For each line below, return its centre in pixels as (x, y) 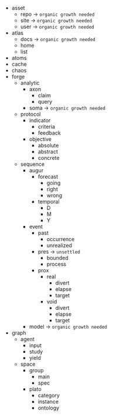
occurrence (61, 239)
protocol (30, 114)
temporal (49, 201)
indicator (40, 120)
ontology (49, 408)
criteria (47, 126)
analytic (30, 83)
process (56, 264)
